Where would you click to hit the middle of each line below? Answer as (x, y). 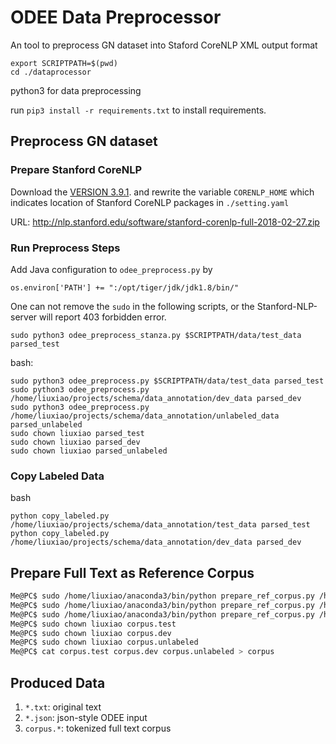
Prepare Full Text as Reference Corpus (132, 572)
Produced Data (58, 682)
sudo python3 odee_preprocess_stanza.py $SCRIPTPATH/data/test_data (156, 335)
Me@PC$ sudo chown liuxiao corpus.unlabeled (104, 642)
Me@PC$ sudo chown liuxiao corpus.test (93, 624)
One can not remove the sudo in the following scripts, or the (132, 306)
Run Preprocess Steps (65, 248)
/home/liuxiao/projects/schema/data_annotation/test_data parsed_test (160, 525)
